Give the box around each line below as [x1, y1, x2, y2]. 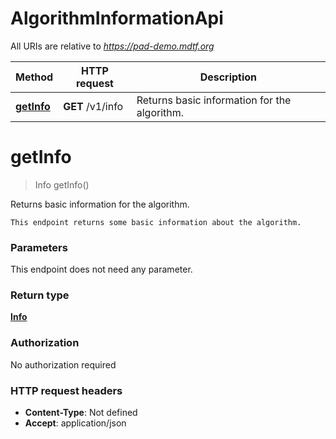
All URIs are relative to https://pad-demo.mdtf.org [10, 40, 215, 52]
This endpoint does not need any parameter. [10, 263, 193, 276]
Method [15, 70, 54, 84]
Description [199, 70, 258, 84]
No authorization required [10, 358, 117, 371]
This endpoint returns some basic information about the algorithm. [10, 217, 302, 227]
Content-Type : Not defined [24, 407, 138, 419]
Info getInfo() [34, 178, 90, 191]
